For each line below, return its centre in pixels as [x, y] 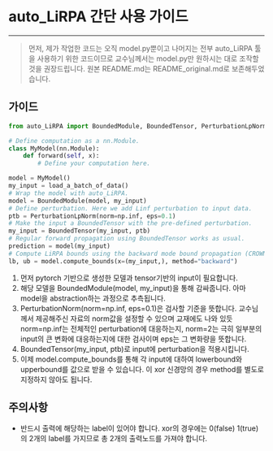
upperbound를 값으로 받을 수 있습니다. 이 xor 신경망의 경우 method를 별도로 [142, 369]
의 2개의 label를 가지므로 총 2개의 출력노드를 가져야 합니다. [114, 439]
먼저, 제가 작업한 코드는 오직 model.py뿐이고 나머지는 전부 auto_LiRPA [141, 48]
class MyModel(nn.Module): [54, 148]
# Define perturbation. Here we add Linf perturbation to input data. [130, 208]
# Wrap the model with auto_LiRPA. [69, 193]
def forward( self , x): [61, 156]
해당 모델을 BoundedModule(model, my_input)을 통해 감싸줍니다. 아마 [133, 288]
